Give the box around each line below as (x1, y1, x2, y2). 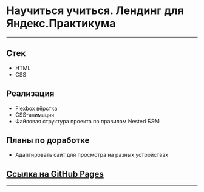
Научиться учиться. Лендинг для (6, 4, 184, 18)
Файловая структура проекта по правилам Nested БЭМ (15, 117, 160, 125)
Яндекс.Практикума (6, 16, 116, 30)
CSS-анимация (15, 111, 55, 118)
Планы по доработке (6, 135, 90, 145)
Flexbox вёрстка (15, 105, 58, 112)
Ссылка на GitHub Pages (6, 168, 104, 179)
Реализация (6, 89, 55, 99)
